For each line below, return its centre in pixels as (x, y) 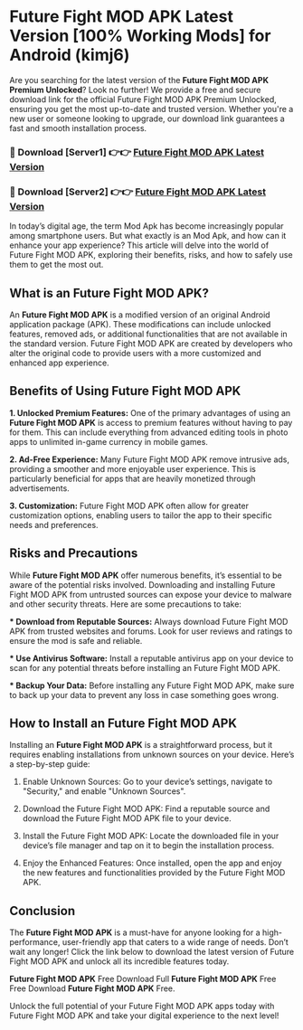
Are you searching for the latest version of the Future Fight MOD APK (139, 80)
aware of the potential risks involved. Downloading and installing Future (142, 584)
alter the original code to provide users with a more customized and (136, 353)
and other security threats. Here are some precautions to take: (126, 604)
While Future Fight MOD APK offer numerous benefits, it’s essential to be (146, 575)
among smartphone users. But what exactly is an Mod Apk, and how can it (148, 236)
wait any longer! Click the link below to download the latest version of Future (152, 952)
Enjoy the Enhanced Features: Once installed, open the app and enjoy (152, 863)
